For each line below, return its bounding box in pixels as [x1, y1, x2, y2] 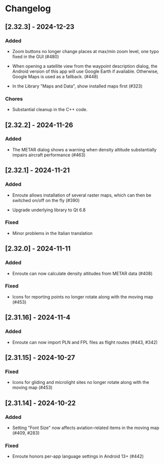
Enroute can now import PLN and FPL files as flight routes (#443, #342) [12, 339, 158, 345]
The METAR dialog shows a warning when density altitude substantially [12, 146, 157, 152]
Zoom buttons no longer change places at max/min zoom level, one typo [12, 48, 159, 54]
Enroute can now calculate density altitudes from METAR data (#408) [12, 270, 153, 276]
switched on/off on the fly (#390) [12, 197, 80, 203]
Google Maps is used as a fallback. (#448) [12, 73, 99, 79]
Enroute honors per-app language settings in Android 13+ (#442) [12, 453, 144, 460]
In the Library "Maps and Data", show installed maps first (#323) [12, 83, 143, 89]
